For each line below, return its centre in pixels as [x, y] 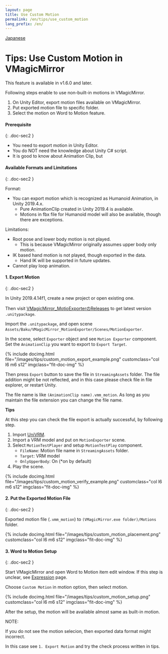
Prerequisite [18, 124]
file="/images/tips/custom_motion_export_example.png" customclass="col [82, 359]
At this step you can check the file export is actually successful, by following [84, 419]
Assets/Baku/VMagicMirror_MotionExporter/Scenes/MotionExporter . [74, 329]
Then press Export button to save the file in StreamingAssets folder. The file [82, 374]
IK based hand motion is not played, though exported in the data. [79, 255]
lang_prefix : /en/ [24, 24]
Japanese [15, 38]
